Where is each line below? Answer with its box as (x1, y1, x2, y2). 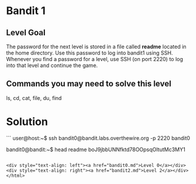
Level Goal (6, 28, 46, 38)
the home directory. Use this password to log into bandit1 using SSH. (6, 49, 173, 56)
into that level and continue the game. (6, 62, 98, 69)
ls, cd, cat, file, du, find (6, 94, 62, 101)
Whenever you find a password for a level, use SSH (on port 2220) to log (6, 56, 184, 62)
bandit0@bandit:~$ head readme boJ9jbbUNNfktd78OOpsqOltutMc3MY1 (6, 146, 186, 153)
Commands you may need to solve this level (6, 79, 172, 89)
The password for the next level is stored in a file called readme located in (6, 43, 187, 50)
